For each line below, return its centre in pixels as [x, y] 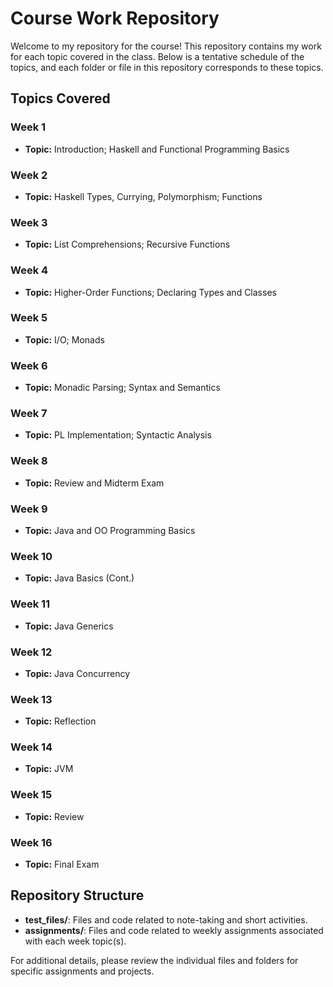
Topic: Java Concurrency [77, 673]
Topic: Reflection [60, 721]
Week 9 [29, 509]
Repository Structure [77, 895]
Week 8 [29, 461]
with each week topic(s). [75, 941]
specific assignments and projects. [82, 971]
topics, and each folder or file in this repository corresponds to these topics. [167, 67]
